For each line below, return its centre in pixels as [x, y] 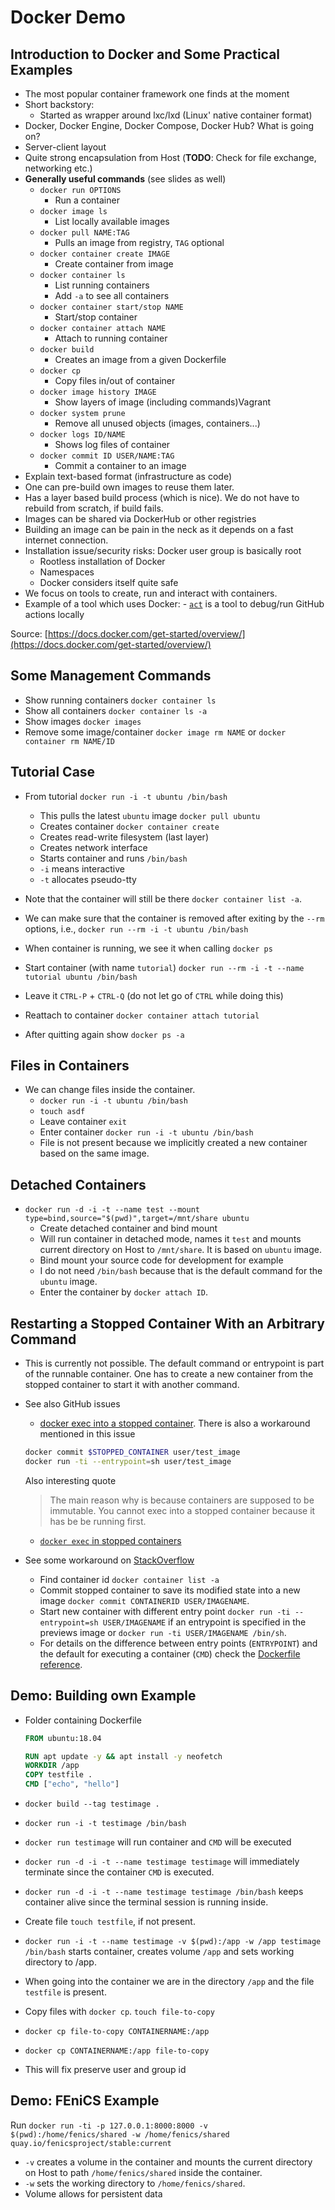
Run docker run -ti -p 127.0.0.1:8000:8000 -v [109, 2125]
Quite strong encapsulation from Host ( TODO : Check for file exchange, [170, 157]
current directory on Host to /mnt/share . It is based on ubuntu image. [180, 1250]
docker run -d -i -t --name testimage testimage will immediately [162, 1861]
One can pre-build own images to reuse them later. [129, 487]
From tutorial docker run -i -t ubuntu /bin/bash [126, 796]
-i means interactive [82, 868]
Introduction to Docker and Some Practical [145, 54]
